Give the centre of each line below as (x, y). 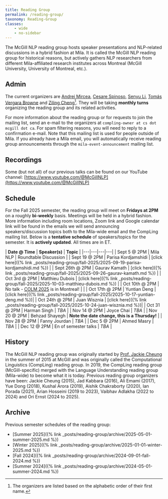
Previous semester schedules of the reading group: (58, 424)
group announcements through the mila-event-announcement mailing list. (79, 144)
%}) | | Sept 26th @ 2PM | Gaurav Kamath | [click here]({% (101, 268)
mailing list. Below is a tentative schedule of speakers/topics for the (75, 237)
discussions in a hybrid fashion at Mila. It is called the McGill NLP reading (80, 53)
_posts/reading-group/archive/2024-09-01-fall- (101, 455)
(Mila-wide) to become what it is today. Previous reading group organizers (82, 375)
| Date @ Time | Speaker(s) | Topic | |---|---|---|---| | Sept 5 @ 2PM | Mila (82, 252)
